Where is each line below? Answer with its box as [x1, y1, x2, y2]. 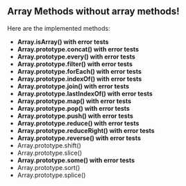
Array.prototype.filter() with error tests [17, 59, 133, 68]
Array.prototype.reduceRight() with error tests [17, 126, 155, 134]
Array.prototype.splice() [17, 171, 86, 179]
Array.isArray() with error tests [17, 38, 109, 46]
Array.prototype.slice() [17, 148, 83, 157]
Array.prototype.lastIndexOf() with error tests [17, 89, 153, 98]
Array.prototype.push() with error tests [17, 111, 134, 120]
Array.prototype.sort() [17, 163, 81, 171]
